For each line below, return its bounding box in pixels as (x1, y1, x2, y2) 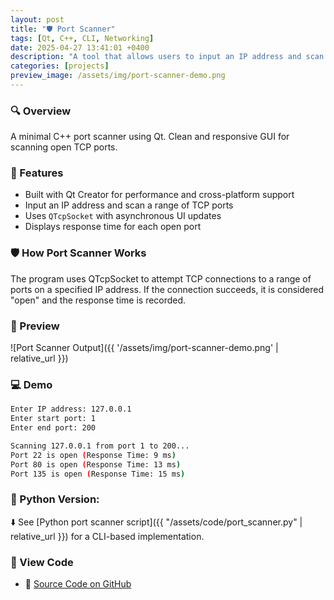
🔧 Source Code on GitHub (24, 578, 132, 590)
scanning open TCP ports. (10, 141, 118, 153)
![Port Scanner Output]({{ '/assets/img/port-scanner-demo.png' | (10, 342, 279, 354)
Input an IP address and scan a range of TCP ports (24, 199, 234, 211)
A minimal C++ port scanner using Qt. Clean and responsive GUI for (10, 131, 290, 143)
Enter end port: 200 (10, 423, 97, 433)
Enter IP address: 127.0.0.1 (10, 404, 132, 415)
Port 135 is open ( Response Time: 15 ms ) (10, 469, 186, 479)
